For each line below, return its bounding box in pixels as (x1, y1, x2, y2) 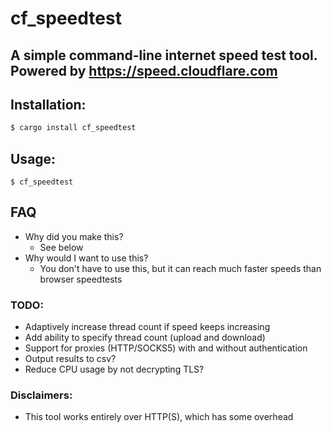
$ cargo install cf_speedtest (10, 123, 137, 133)
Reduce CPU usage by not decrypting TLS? (24, 363, 205, 376)
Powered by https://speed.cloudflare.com (10, 62, 278, 79)
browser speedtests (39, 273, 123, 285)
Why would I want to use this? (24, 252, 149, 264)
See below (39, 241, 84, 253)
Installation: (10, 96, 87, 113)
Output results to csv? (24, 353, 117, 365)
